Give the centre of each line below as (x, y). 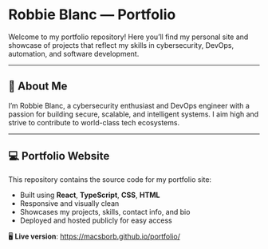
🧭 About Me (38, 87)
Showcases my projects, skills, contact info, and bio (105, 211)
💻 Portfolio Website (59, 156)
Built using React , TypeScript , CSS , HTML (90, 195)
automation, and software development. (74, 53)
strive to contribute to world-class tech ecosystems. (94, 122)
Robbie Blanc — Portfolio (92, 15)
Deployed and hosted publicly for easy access (96, 220)
